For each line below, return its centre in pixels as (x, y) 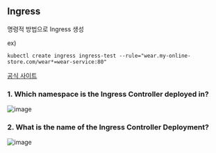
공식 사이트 (22, 75)
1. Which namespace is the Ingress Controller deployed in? (108, 94)
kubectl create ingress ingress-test (62, 56)
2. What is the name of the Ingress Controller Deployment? (108, 127)
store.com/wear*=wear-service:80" (57, 62)
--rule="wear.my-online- (155, 56)
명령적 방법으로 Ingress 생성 (46, 29)
